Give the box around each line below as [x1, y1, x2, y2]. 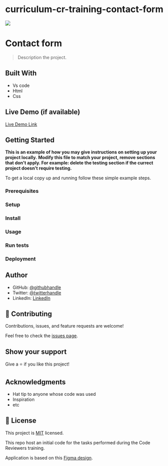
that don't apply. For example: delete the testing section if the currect [5, 160, 153, 166]
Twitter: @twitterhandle [12, 289, 61, 296]
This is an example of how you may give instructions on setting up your [5, 149, 157, 155]
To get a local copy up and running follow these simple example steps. [5, 175, 151, 181]
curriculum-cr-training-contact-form [5, 4, 163, 15]
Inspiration [12, 396, 35, 402]
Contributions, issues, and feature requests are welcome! [5, 323, 124, 329]
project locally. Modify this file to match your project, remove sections [5, 154, 155, 161]
